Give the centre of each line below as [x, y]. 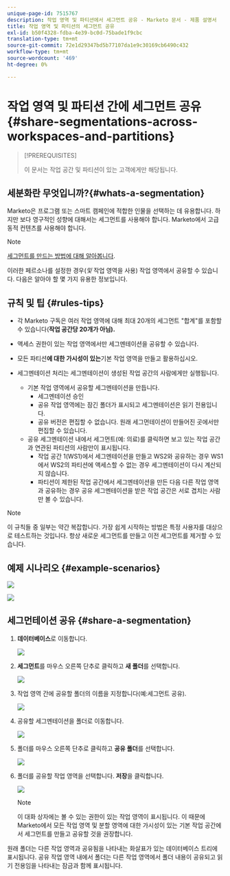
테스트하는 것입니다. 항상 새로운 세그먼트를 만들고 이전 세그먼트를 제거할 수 [114, 535]
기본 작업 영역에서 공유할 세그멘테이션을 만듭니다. [93, 388]
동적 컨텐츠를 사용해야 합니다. [47, 228]
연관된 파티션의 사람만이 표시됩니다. [82, 448]
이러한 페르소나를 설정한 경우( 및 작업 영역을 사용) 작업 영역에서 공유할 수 [104, 270]
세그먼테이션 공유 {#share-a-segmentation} [99, 621]
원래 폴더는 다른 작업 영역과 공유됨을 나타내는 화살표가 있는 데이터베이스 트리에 [113, 848]
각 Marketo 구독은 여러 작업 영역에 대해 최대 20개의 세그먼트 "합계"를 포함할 [119, 321]
